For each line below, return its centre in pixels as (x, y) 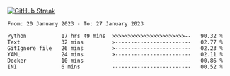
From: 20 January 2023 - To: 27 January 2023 (75, 24)
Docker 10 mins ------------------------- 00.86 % (115, 61)
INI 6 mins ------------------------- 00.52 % (115, 67)
